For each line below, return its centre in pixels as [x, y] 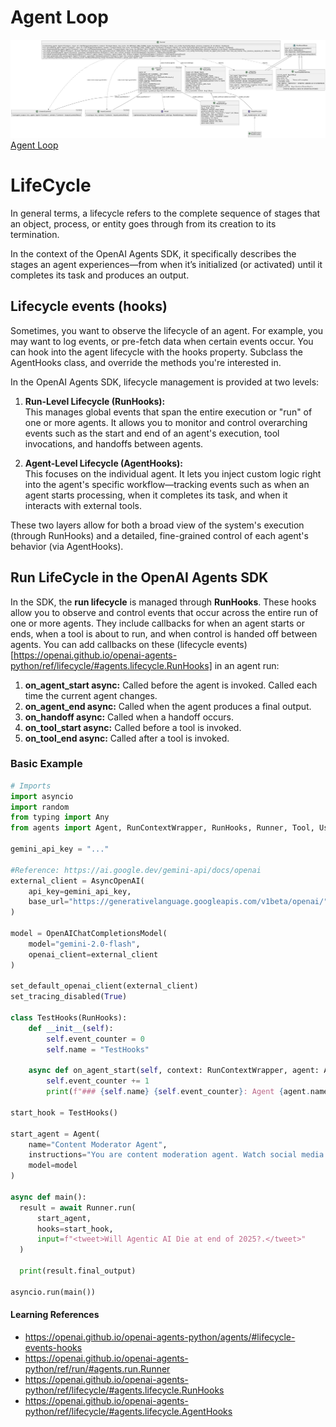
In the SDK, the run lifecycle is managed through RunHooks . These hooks [163, 602]
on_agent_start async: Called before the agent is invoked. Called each [171, 685]
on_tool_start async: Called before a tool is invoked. [133, 727]
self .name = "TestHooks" [98, 1049]
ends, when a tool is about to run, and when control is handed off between [164, 633]
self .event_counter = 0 [95, 1039]
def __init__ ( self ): [71, 1028]
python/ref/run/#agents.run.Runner [97, 1368]
